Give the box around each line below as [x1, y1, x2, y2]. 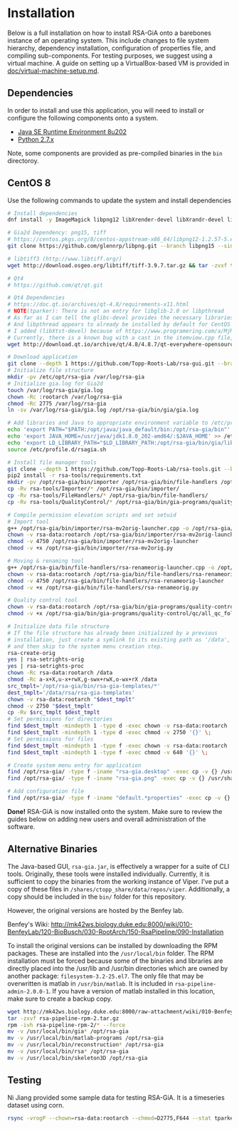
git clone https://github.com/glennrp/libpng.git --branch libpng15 [7, 242, 215, 250]
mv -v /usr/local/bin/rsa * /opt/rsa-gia [7, 1048, 129, 1055]
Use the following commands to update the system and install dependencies [7, 196, 232, 205]
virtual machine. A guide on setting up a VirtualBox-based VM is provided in [7, 58, 230, 67]
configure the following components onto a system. [7, 113, 159, 122]
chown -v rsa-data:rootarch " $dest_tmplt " [7, 696, 135, 703]
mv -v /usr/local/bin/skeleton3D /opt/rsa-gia [7, 1054, 148, 1061]
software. [7, 822, 36, 831]
